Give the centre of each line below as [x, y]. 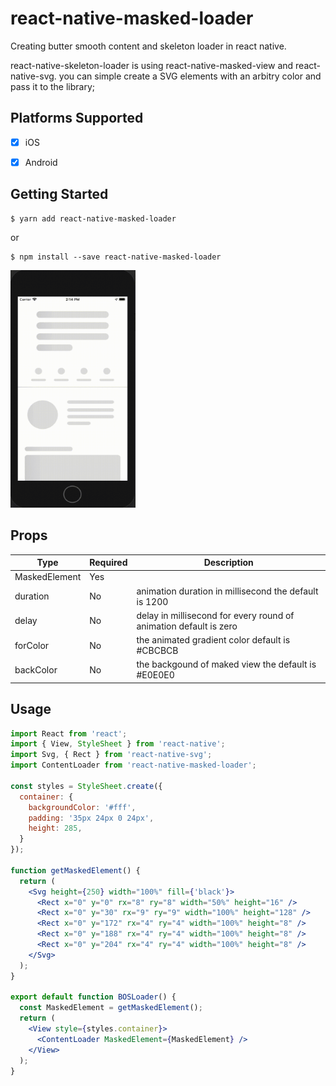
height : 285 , [55, 828]
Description [228, 562]
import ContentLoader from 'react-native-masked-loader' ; [133, 765]
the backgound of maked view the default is [226, 664]
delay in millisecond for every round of [215, 615]
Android [41, 162]
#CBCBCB [157, 650]
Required [108, 562]
